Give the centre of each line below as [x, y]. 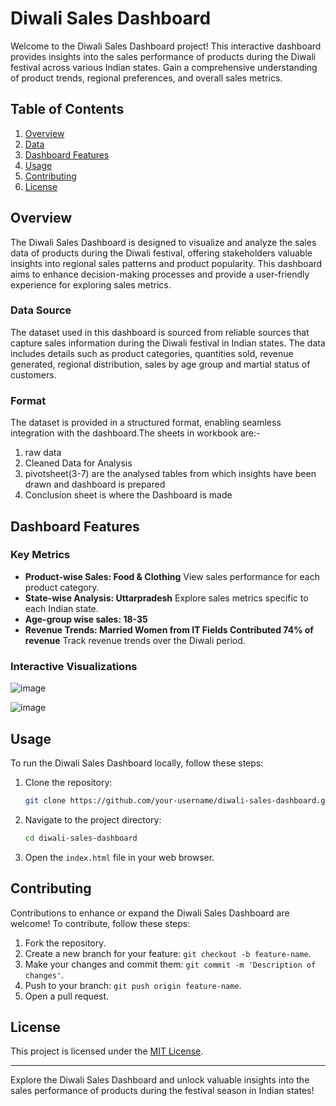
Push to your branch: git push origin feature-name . [133, 985]
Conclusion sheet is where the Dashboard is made [128, 495]
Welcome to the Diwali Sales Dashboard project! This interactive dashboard [166, 46]
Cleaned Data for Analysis [78, 463]
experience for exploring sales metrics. [91, 284]
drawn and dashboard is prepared [95, 484]
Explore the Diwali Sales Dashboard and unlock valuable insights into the [160, 1080]
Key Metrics [40, 555]
